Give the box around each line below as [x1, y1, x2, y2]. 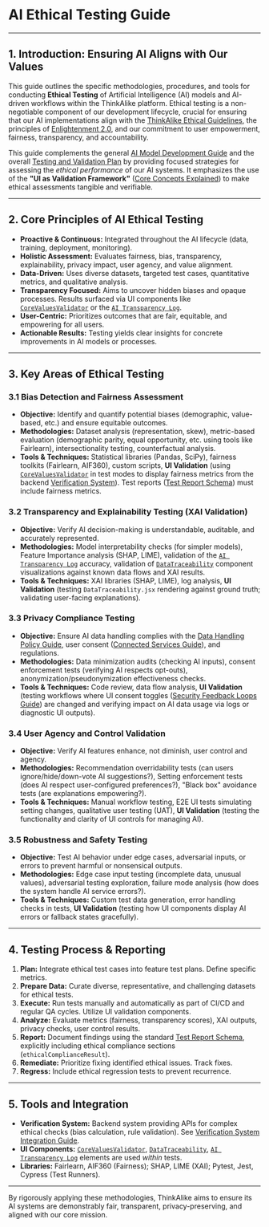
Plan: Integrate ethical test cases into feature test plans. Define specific [19, 965, 256, 974]
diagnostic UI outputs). [19, 708, 96, 717]
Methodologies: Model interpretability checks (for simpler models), [19, 542, 243, 551]
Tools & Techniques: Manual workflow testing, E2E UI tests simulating [19, 797, 252, 807]
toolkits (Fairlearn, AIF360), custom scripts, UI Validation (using [19, 461, 231, 470]
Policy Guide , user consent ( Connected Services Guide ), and [19, 640, 221, 649]
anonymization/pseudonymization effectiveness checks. [19, 673, 207, 683]
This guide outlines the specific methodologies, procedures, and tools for [8, 81, 251, 91]
